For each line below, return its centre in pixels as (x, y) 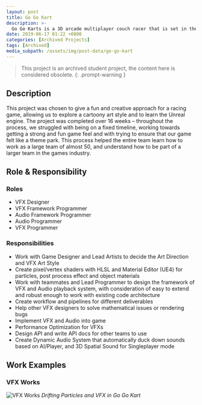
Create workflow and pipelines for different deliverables (84, 301)
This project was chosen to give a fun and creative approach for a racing (96, 108)
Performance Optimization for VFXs (59, 327)
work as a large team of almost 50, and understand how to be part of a (94, 146)
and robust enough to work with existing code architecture (87, 295)
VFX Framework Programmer (51, 209)
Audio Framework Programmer (53, 215)
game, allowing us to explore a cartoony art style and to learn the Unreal (96, 115)
